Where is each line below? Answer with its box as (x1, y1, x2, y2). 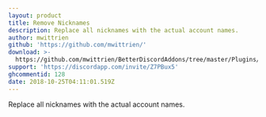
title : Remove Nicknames (8, 19, 90, 27)
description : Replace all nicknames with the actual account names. (8, 26, 239, 34)
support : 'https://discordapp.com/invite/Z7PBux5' (8, 63, 179, 71)
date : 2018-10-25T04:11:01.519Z (8, 77, 115, 85)
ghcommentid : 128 (8, 70, 66, 78)
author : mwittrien (8, 33, 69, 42)
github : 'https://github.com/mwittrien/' (8, 41, 147, 49)
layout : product (8, 11, 62, 20)
